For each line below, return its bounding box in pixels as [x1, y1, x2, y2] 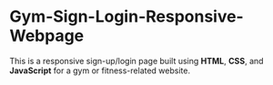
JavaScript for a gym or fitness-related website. [9, 65, 191, 76]
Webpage [9, 25, 85, 46]
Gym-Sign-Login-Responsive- [9, 6, 244, 27]
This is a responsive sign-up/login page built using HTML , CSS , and [9, 55, 264, 66]
